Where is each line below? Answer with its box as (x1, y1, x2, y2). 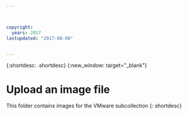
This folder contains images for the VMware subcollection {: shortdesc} (6, 102, 182, 110)
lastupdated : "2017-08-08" (6, 35, 73, 41)
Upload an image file (6, 82, 110, 96)
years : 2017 (11, 30, 42, 36)
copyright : (6, 24, 33, 30)
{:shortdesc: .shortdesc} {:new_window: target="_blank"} (6, 62, 147, 69)
